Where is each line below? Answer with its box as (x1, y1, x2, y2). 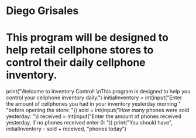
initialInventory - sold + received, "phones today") (6, 125, 127, 133)
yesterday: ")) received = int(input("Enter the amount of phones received (6, 113, 181, 120)
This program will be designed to (6, 31, 169, 45)
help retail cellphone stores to (6, 43, 154, 57)
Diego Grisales (6, 4, 79, 18)
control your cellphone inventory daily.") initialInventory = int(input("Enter (6, 94, 183, 101)
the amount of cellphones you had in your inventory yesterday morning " (6, 100, 181, 107)
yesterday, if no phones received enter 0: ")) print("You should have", (6, 119, 173, 126)
